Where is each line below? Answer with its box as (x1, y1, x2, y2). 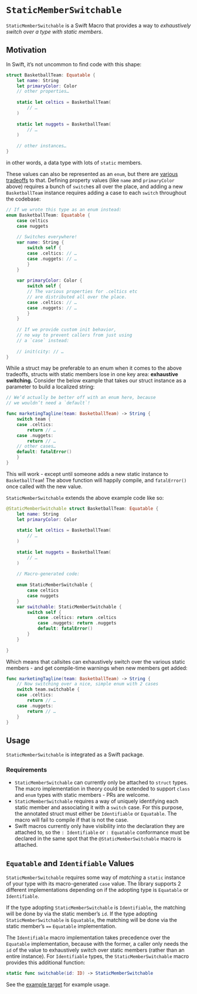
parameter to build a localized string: (6, 383, 95, 390)
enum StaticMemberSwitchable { (16, 582, 93, 588)
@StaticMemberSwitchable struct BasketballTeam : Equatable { (6, 505, 159, 512)
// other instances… (16, 143, 67, 149)
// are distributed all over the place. (27, 294, 127, 300)
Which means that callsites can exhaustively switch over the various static (6, 658, 186, 665)
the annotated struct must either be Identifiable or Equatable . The (14, 810, 177, 817)
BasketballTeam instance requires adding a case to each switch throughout (6, 189, 186, 196)
